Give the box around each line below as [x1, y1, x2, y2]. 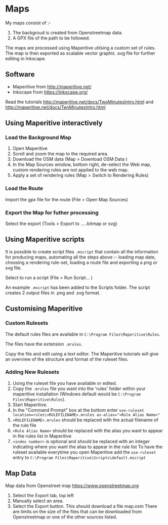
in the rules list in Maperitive [12, 433, 72, 439]
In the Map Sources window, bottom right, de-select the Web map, [12, 161, 152, 167]
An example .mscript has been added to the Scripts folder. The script [5, 284, 150, 290]
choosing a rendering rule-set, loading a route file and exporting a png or [5, 259, 158, 266]
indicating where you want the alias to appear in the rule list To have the [12, 444, 163, 450]
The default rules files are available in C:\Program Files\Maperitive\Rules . [5, 331, 161, 337]
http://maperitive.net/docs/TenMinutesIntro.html [5, 104, 106, 110]
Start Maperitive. [12, 402, 48, 408]
